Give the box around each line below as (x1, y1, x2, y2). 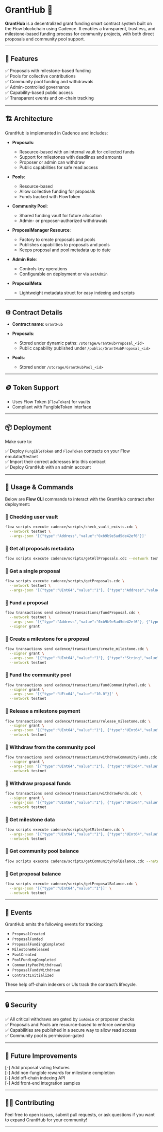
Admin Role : (12, 256, 37, 262)
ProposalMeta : (12, 280, 43, 286)
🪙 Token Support (5, 383, 59, 391)
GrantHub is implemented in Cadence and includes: (5, 130, 108, 136)
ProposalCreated (12, 932, 45, 937)
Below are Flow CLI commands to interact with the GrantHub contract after (5, 496, 155, 502)
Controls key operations (19, 265, 67, 272)
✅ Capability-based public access (5, 90, 73, 95)
